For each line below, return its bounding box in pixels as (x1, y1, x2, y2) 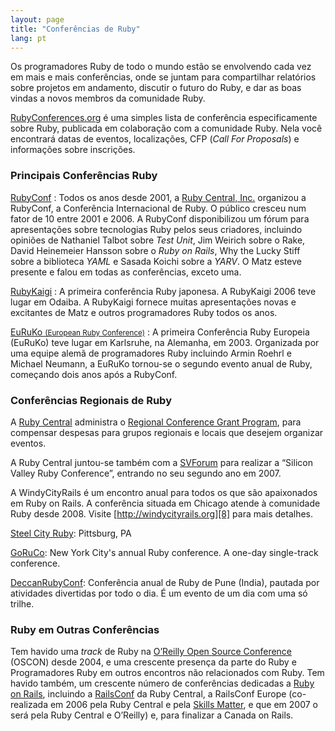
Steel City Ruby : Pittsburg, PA (10, 527, 132, 539)
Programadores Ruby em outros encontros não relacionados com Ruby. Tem (10, 667, 325, 679)
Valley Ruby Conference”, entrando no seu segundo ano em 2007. (10, 467, 282, 479)
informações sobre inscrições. (10, 144, 136, 156)
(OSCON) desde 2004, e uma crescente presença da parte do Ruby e (10, 656, 297, 668)
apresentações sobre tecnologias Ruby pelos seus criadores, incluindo (10, 223, 303, 235)
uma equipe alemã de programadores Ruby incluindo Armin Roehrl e (10, 347, 292, 359)
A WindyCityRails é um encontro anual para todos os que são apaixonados (10, 486, 318, 498)
